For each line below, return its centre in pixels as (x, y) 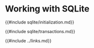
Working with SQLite (47, 9)
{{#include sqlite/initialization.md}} (39, 22)
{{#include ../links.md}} (28, 41)
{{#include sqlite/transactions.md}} (40, 31)
